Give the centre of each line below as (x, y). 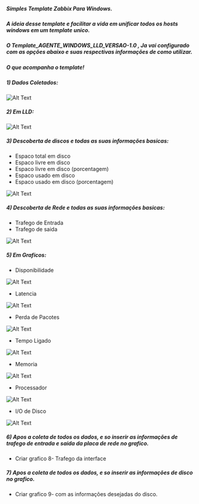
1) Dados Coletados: (32, 82)
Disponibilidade (34, 270)
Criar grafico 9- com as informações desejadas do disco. (86, 494)
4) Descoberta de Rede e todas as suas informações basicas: (86, 207)
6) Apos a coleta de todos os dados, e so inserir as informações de (92, 437)
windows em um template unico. (48, 30)
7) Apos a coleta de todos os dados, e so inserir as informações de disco (100, 472)
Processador (31, 388)
